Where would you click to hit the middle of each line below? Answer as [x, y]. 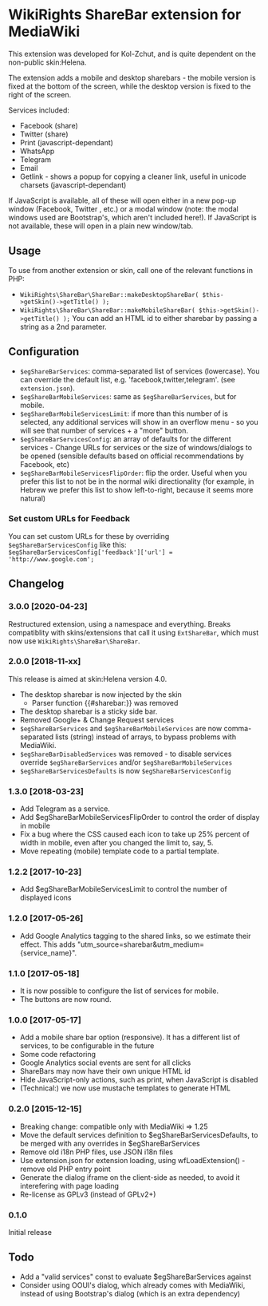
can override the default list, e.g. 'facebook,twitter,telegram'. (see [127, 379]
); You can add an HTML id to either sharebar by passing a [160, 318]
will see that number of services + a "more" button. [104, 430]
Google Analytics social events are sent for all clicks [105, 1063]
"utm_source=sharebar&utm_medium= [141, 944]
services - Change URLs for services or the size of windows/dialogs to [136, 447]
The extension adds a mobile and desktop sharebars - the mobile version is [132, 77]
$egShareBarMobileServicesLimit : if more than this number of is [124, 414]
